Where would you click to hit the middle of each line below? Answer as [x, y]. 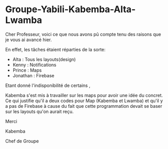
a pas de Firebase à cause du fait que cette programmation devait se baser [84, 106]
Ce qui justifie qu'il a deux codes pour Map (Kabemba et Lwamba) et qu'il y [84, 101]
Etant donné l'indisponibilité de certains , [48, 85]
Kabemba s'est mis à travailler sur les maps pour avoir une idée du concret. [84, 95]
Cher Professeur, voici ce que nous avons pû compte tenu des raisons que [83, 34]
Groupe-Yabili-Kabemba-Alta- [71, 9]
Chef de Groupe [22, 141]
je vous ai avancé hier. [29, 40]
